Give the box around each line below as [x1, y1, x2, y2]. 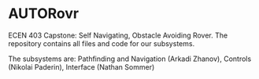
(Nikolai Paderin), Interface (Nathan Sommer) [8, 62, 155, 71]
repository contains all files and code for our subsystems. [8, 38, 195, 48]
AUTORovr [8, 5, 80, 23]
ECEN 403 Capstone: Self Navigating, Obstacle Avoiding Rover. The [8, 31, 228, 40]
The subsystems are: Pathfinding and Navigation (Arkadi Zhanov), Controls [8, 54, 252, 63]
